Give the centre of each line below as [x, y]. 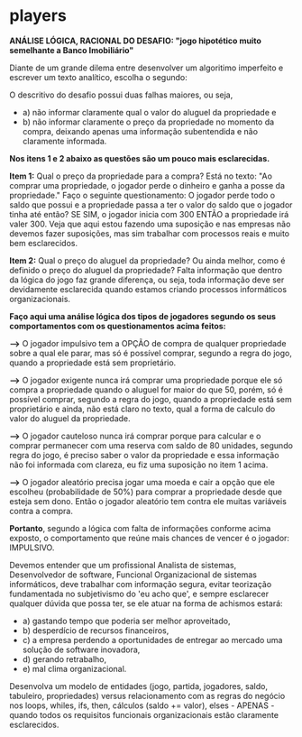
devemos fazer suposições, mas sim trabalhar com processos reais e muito [150, 233]
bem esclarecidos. [44, 243]
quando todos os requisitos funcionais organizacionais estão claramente [144, 714]
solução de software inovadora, [81, 649]
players [38, 16]
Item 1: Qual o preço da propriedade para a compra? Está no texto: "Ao [141, 176]
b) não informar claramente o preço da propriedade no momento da [148, 122]
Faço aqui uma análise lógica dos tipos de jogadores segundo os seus [143, 316]
